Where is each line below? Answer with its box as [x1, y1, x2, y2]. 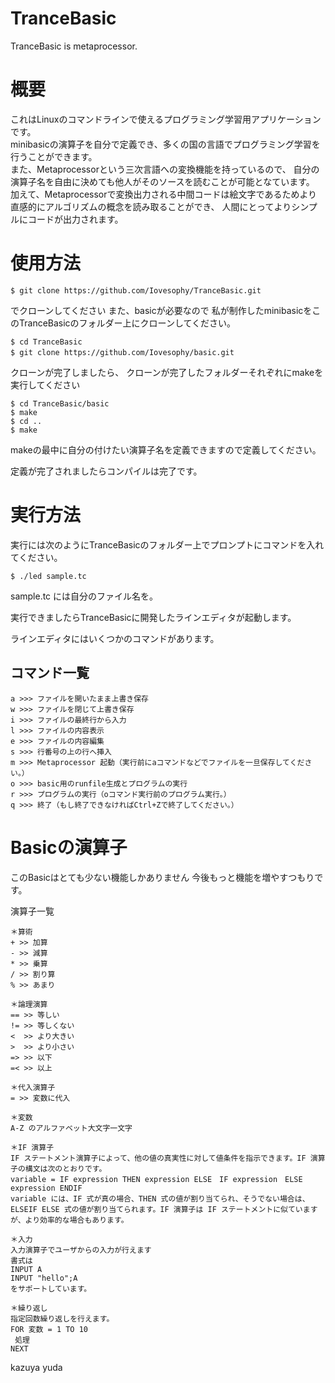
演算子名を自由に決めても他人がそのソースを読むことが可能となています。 [10, 175, 315, 187]
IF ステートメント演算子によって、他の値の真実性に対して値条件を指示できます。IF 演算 [10, 1153, 326, 1163]
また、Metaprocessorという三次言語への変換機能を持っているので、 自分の [10, 163, 320, 175]
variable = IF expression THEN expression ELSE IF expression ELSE [10, 1174, 303, 1184]
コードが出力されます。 [27, 213, 124, 225]
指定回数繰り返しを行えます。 [10, 1313, 115, 1324]
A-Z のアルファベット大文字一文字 [10, 1123, 133, 1133]
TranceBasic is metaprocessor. [10, 40, 138, 52]
